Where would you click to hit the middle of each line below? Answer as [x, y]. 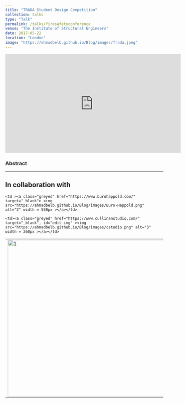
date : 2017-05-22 [23, 33]
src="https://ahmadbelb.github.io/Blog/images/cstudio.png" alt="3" [78, 227]
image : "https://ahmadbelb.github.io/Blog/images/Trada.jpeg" [71, 43]
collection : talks [24, 15]
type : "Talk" [19, 19]
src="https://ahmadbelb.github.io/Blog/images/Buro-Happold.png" [75, 205]
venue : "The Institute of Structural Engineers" [57, 29]
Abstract [16, 163]
